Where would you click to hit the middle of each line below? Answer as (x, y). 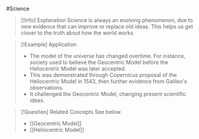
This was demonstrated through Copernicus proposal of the (103, 75)
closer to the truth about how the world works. (78, 33)
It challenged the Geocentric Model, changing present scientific (108, 94)
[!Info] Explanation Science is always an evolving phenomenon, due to (107, 20)
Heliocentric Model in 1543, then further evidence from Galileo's (108, 81)
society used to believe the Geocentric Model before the (99, 62)
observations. (46, 88)
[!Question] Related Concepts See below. (71, 112)
